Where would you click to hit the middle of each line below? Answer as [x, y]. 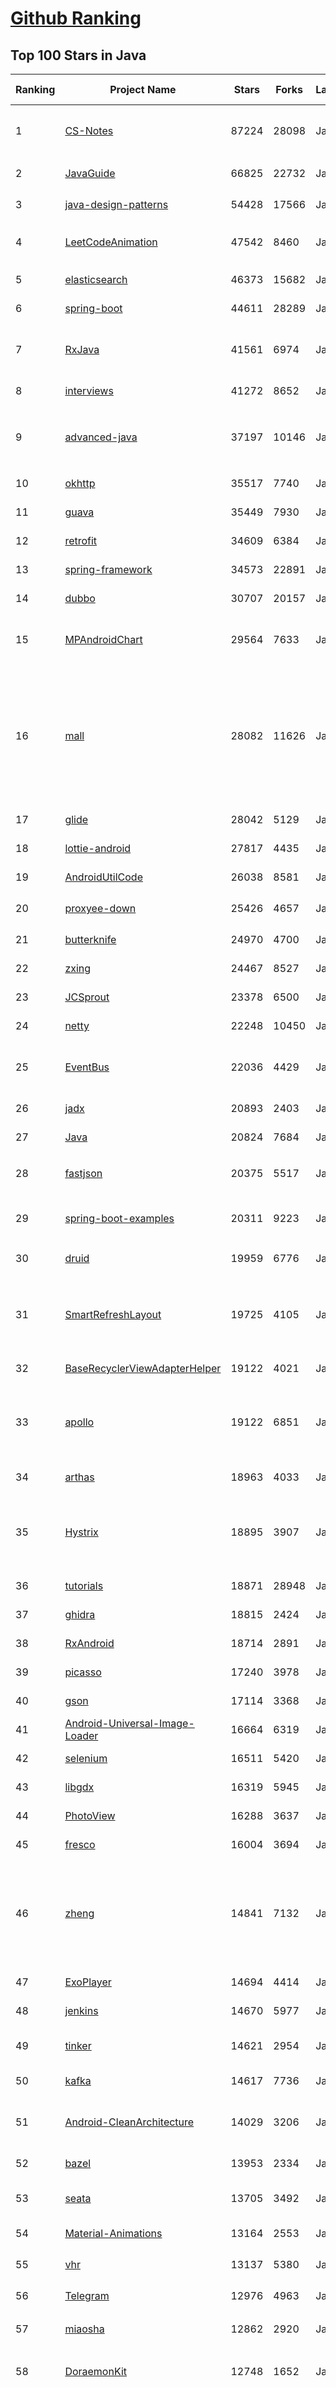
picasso [83, 1672]
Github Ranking [76, 18]
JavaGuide [90, 173]
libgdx [79, 1787]
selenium [86, 1758]
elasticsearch [96, 279]
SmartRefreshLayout [113, 1314]
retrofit [81, 540]
